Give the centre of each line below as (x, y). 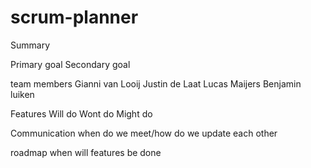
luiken (22, 94)
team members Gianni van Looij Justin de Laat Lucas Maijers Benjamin (156, 83)
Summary (30, 45)
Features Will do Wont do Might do (81, 113)
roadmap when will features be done (86, 152)
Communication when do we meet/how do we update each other (144, 133)
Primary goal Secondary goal (70, 64)
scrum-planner (74, 17)
